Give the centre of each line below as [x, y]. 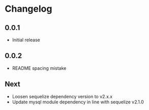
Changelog [28, 9]
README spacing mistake [39, 68]
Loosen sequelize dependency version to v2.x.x [62, 96]
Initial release [26, 40]
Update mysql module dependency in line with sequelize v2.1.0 [78, 102]
